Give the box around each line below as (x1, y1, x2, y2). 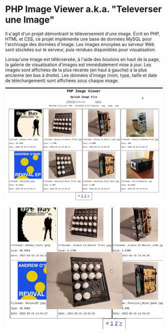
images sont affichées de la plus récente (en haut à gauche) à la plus (5, 66, 147, 73)
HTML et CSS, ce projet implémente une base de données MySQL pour (5, 36, 152, 42)
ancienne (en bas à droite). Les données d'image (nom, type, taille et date (5, 72, 157, 78)
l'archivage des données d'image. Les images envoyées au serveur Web (5, 41, 155, 47)
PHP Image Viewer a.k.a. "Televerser (5, 3, 162, 15)
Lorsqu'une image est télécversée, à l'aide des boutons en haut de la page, (5, 56, 160, 62)
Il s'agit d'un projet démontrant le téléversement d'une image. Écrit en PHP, (5, 30, 160, 36)
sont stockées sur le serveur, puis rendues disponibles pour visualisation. (5, 46, 156, 52)
